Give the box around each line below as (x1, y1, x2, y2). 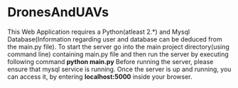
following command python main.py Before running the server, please (7, 57, 214, 65)
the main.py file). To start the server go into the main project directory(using (7, 42, 229, 51)
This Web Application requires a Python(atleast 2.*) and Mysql (7, 27, 190, 36)
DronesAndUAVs (7, 4, 109, 20)
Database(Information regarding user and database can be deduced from (7, 34, 222, 43)
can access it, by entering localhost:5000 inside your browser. (7, 72, 193, 81)
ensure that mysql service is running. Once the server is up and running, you (7, 65, 232, 73)
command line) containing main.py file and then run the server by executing (7, 50, 229, 58)
